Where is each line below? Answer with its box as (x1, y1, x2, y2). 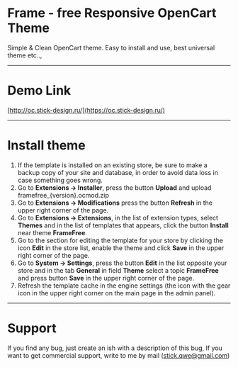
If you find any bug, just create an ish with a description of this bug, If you (7, 344, 223, 352)
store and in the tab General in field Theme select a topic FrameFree (17, 266, 220, 274)
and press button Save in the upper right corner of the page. (17, 273, 195, 282)
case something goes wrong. (17, 176, 103, 184)
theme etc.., (7, 51, 42, 60)
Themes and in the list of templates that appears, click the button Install (17, 221, 229, 230)
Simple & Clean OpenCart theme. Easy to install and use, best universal (7, 43, 215, 52)
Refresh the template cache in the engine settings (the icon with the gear (17, 281, 231, 290)
